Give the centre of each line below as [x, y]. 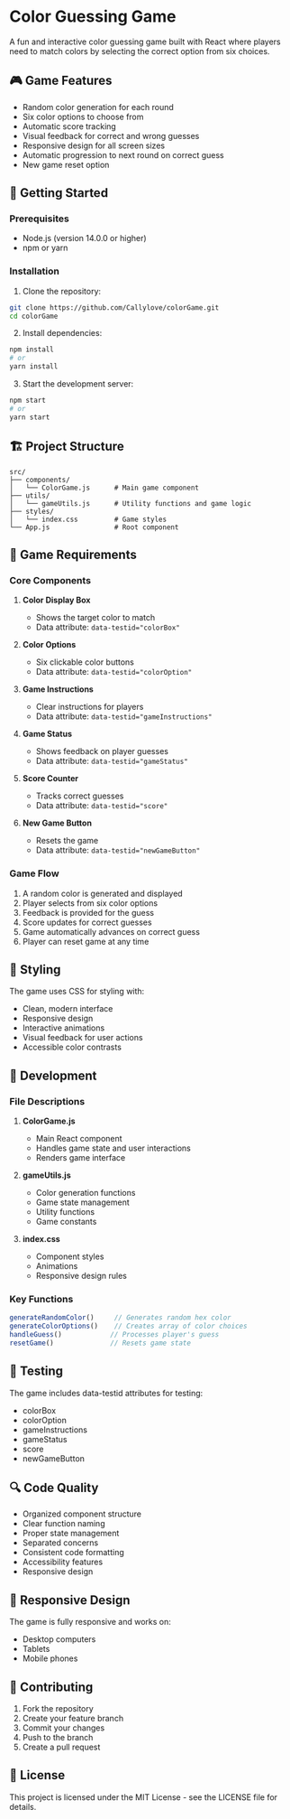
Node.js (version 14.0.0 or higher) [84, 238]
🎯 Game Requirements [73, 554]
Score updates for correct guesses [87, 922]
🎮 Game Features [61, 81]
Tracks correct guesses [80, 796]
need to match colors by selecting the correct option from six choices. [140, 51]
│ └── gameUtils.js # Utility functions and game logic [131, 503]
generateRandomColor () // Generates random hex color [120, 1318]
